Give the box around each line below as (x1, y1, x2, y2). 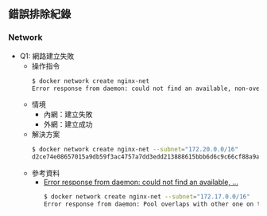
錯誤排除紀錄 (8, 7, 72, 22)
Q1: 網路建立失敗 (19, 51, 75, 61)
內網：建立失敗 (43, 110, 93, 120)
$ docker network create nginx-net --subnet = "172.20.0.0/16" (31, 146, 238, 154)
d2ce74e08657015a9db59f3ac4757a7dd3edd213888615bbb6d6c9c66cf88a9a (31, 153, 260, 161)
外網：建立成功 (43, 120, 93, 129)
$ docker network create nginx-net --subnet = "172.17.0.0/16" (43, 193, 250, 201)
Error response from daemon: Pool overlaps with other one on (43, 200, 254, 209)
